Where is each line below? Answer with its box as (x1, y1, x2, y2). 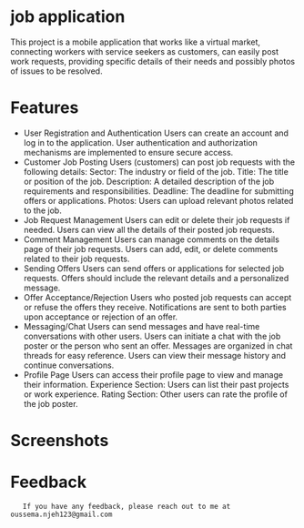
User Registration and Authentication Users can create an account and (23, 127, 289, 138)
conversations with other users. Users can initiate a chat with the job (23, 330, 281, 341)
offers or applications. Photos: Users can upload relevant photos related (23, 195, 294, 206)
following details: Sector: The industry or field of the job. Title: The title (23, 166, 289, 177)
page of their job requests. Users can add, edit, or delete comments (23, 243, 279, 254)
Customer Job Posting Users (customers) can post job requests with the (23, 157, 296, 168)
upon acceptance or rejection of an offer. (23, 311, 178, 322)
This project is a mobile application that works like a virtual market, (10, 36, 261, 47)
